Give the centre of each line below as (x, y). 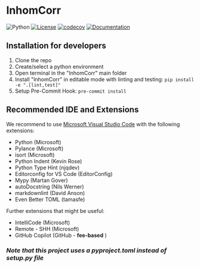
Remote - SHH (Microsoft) (47, 229)
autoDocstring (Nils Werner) (50, 187)
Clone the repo (33, 60)
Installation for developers (56, 46)
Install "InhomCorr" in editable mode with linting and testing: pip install (104, 79)
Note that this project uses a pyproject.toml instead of (87, 251)
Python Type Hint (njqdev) (47, 167)
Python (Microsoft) (38, 142)
